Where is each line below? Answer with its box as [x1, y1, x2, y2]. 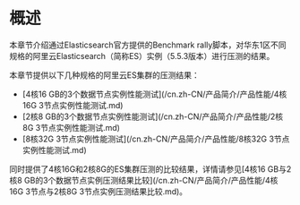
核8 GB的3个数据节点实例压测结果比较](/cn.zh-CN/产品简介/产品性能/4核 [9, 175, 279, 185]
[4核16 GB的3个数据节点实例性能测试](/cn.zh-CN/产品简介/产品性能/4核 [21, 89, 287, 99]
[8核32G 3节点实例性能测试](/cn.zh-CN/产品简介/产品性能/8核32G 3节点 [21, 133, 290, 144]
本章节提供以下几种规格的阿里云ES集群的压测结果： [9, 69, 200, 81]
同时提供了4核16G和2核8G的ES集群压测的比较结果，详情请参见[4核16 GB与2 [9, 163, 292, 175]
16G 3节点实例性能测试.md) [21, 99, 124, 110]
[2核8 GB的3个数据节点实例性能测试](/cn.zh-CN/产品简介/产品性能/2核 [21, 111, 284, 122]
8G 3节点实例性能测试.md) [21, 122, 121, 132]
